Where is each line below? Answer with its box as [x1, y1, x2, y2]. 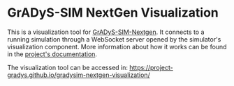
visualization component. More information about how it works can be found [7, 42, 227, 51]
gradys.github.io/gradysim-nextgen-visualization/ [7, 71, 150, 79]
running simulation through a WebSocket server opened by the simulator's [7, 35, 221, 43]
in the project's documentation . [7, 50, 98, 58]
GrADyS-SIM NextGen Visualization [7, 5, 219, 21]
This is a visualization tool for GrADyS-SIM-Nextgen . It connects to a [7, 28, 205, 36]
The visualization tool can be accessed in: [7, 63, 128, 71]
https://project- [129, 63, 173, 71]
